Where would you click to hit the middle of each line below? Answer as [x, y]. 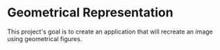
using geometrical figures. [45, 38]
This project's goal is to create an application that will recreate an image [110, 32]
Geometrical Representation [90, 13]
